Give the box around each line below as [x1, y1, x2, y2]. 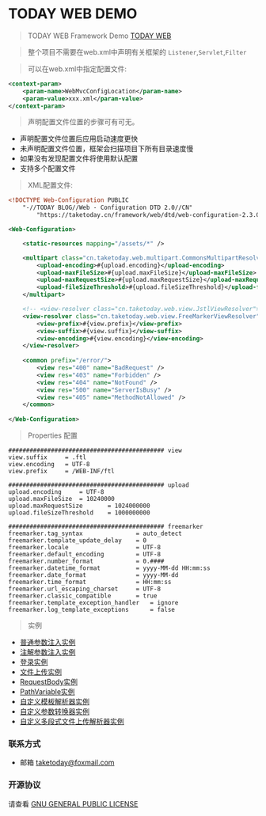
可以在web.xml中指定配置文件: [27, 64, 127, 74]
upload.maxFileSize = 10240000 [8, 495, 115, 503]
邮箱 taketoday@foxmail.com [19, 757, 115, 768]
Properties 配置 [27, 431, 78, 440]
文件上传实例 [19, 667, 62, 677]
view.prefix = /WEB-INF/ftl [8, 468, 115, 476]
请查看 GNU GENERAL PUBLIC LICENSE [8, 799, 139, 808]
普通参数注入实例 [19, 638, 76, 647]
